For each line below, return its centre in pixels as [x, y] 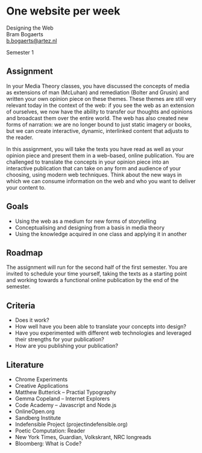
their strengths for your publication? [59, 339]
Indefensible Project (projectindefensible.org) [71, 424]
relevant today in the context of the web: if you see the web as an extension [100, 105]
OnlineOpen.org [35, 411]
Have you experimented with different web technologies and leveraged [103, 333]
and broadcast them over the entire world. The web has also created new [97, 118]
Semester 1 [20, 52]
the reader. [20, 137]
